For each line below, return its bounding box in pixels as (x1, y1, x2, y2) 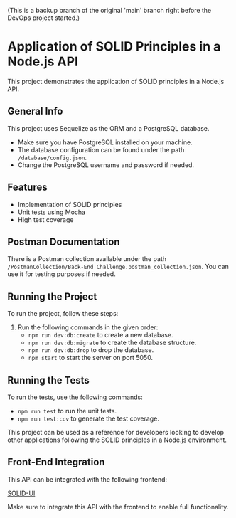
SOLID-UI (7, 489, 36, 497)
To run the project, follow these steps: (7, 310, 119, 318)
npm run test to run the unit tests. (17, 407, 117, 415)
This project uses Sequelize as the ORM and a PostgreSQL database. (7, 124, 210, 132)
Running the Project (7, 290, 97, 302)
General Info (7, 105, 63, 117)
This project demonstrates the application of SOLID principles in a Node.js (7, 77, 225, 85)
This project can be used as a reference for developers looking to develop (7, 428, 225, 436)
